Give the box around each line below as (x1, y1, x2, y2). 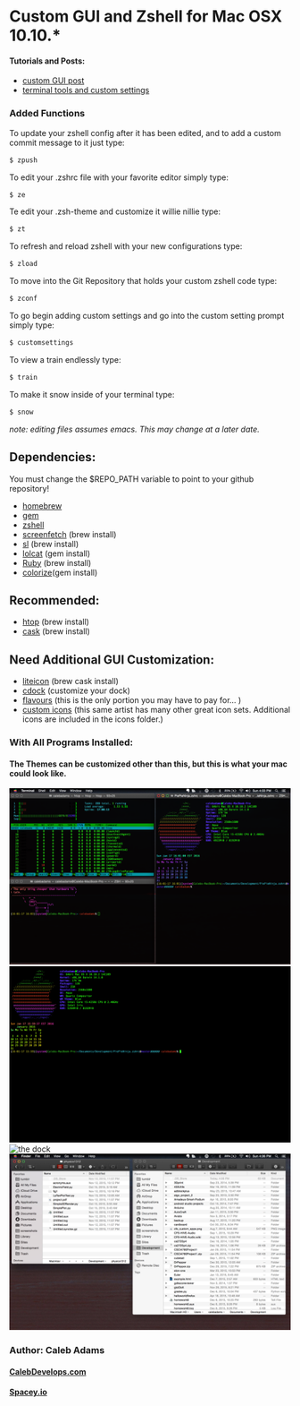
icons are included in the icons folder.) (21, 714, 163, 724)
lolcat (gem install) (21, 548, 91, 559)
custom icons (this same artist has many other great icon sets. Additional (21, 705, 291, 716)
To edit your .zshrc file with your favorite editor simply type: (9, 172, 229, 183)
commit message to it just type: (9, 137, 125, 148)
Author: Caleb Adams (9, 1344, 105, 1357)
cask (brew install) (21, 626, 91, 637)
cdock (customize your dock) (21, 685, 131, 696)
